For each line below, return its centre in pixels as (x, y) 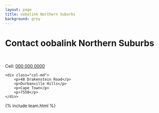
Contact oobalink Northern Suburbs (80, 43)
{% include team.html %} (30, 106)
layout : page (18, 10)
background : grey (23, 19)
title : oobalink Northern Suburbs (40, 14)
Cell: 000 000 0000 (25, 66)
